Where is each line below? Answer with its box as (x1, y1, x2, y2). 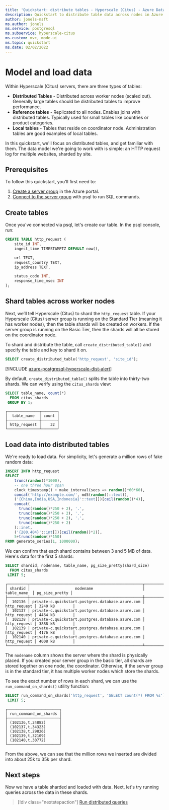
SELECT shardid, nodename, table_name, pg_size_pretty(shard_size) (5, 563, 150, 568)
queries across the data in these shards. (5, 789, 89, 795)
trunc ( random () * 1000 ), (14, 478, 62, 483)
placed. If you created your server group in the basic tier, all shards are (5, 657, 152, 664)
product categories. (12, 119, 54, 126)
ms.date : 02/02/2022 (5, 45, 49, 50)
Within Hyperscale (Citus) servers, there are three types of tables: (5, 83, 142, 89)
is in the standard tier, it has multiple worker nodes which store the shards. (5, 668, 160, 674)
